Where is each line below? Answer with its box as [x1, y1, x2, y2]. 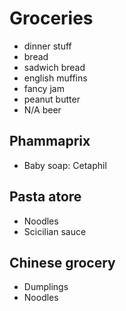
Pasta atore [9, 188, 82, 206]
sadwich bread [23, 61, 86, 73]
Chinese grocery [9, 254, 116, 271]
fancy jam [23, 82, 65, 94]
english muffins [23, 72, 88, 84]
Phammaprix [9, 133, 91, 150]
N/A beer [23, 103, 62, 116]
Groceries [9, 7, 94, 30]
